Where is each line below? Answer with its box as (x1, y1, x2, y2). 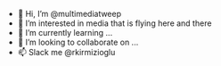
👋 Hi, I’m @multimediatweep (17, 9, 122, 19)
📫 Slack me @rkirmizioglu (17, 47, 116, 57)
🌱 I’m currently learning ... (17, 28, 113, 37)
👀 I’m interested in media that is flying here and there (17, 18, 212, 29)
